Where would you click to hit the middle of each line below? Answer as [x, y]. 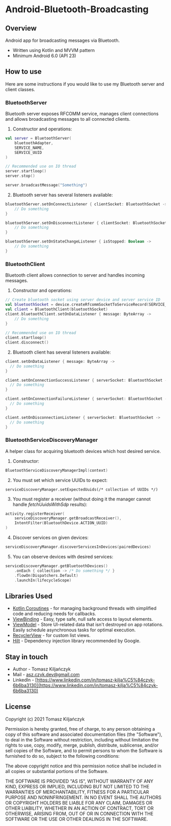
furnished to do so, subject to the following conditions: [62, 756]
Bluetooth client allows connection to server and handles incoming [75, 275]
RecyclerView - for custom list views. [51, 635]
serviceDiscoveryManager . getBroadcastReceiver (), [68, 518]
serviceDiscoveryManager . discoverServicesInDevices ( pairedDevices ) [78, 547]
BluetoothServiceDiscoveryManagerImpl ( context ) [57, 470]
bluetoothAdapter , [34, 143]
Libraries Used [29, 596]
